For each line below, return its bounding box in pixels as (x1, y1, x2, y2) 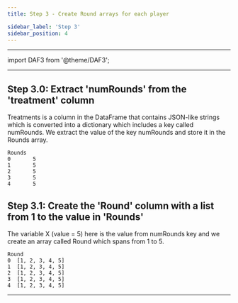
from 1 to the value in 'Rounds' (7, 211, 144, 223)
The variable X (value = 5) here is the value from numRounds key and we (7, 230, 220, 238)
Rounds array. (7, 136, 48, 144)
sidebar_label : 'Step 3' (7, 23, 81, 31)
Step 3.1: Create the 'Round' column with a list (7, 199, 215, 211)
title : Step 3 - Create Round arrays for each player (7, 10, 170, 18)
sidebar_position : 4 (7, 30, 69, 37)
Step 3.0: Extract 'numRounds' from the (7, 83, 187, 95)
